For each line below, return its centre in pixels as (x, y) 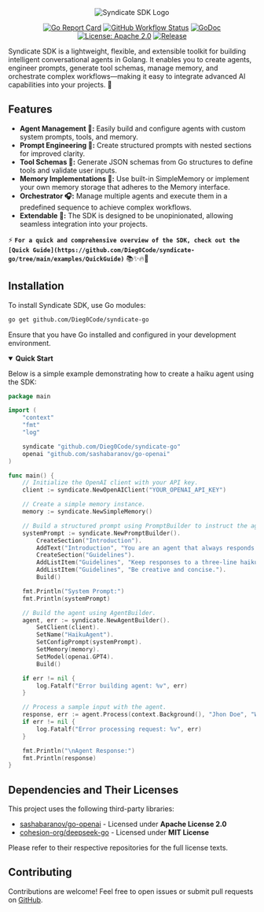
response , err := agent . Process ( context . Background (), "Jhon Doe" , (135, 715)
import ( (22, 410)
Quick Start (34, 358)
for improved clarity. (52, 154)
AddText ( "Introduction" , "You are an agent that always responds (146, 548)
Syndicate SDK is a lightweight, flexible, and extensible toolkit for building (127, 51)
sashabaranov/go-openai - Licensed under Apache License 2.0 (123, 824)
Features (30, 109)
